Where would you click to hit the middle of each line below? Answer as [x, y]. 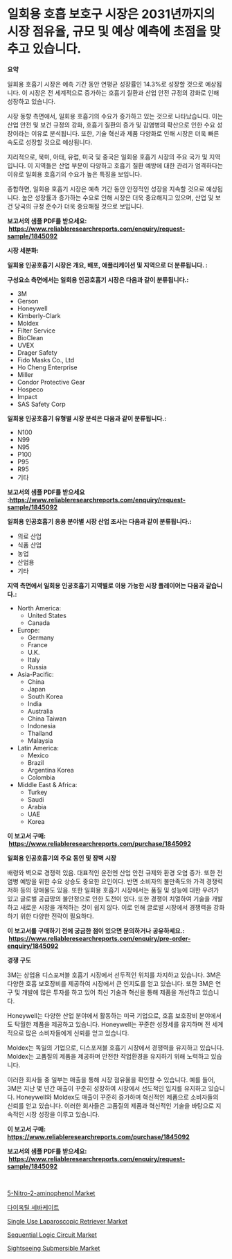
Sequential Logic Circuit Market [52, 1235]
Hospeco [30, 389]
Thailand [40, 733]
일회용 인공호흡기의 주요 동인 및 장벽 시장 [62, 858]
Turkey [37, 792]
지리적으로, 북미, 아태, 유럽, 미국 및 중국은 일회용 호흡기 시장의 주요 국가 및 [107, 157]
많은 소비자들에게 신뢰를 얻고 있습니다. [77, 1032]
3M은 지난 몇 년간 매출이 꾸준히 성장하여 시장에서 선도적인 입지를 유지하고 [107, 1088]
